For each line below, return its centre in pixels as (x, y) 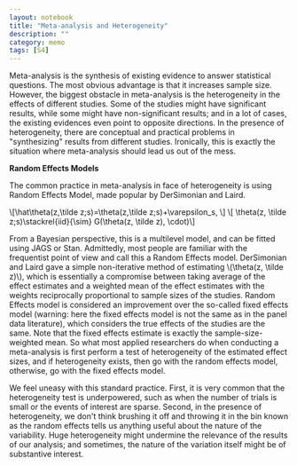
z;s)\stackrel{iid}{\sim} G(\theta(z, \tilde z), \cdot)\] (102, 222)
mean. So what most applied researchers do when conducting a (162, 343)
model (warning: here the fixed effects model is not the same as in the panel (148, 314)
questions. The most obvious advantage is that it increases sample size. (141, 85)
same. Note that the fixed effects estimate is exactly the (111, 333)
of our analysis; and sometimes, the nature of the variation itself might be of (148, 445)
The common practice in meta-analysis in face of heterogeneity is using (141, 186)
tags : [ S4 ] (29, 51)
